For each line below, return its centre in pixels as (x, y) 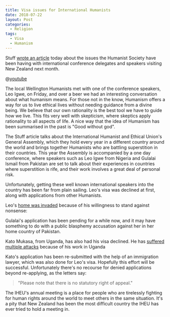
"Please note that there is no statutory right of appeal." (75, 283)
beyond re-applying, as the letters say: (46, 273)
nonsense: (16, 211)
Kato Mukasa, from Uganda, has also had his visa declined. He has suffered (85, 241)
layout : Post (19, 19)
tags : (11, 34)
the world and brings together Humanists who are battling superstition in (82, 147)
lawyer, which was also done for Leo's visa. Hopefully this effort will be (80, 262)
